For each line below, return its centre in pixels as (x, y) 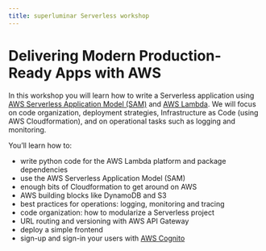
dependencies (44, 169)
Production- (180, 55)
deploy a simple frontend (61, 229)
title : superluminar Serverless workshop (79, 16)
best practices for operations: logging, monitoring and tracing (122, 203)
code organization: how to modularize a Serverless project (117, 212)
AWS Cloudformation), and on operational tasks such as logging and (122, 121)
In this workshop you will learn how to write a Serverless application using (131, 95)
